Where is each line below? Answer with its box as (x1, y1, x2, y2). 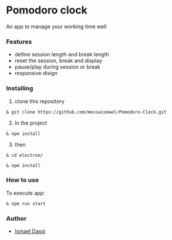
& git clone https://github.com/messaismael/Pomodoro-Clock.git (6, 109, 167, 115)
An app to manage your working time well (6, 23, 107, 30)
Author (6, 214, 27, 222)
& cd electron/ (6, 152, 43, 158)
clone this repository (14, 97, 65, 104)
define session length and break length (14, 51, 110, 58)
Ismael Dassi (14, 228, 46, 235)
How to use (6, 176, 39, 184)
